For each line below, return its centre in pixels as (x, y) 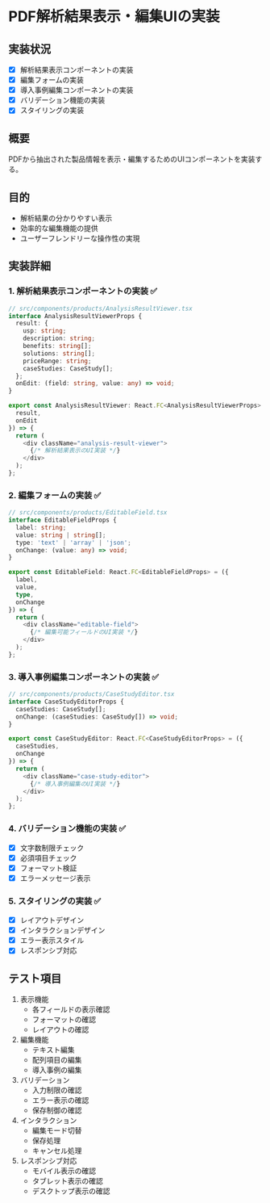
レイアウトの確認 (60, 1029)
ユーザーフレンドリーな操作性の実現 (80, 238)
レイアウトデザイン (52, 920)
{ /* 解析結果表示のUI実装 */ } (75, 451)
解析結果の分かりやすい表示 (66, 218)
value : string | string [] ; (61, 535)
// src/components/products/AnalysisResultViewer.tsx (101, 308)
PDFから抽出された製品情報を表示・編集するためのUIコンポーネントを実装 (132, 159)
